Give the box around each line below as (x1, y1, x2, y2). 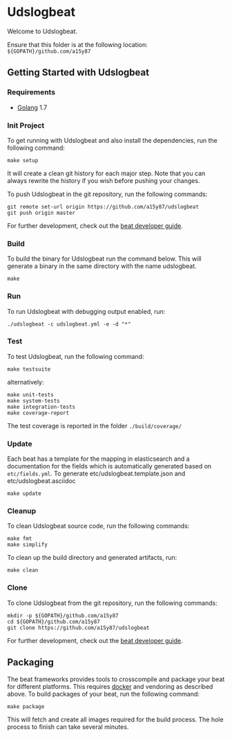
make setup (7, 157, 39, 164)
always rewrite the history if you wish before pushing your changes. (7, 176, 200, 184)
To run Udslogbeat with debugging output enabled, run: (7, 307, 166, 315)
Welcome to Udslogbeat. (7, 27, 78, 35)
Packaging (7, 656, 54, 669)
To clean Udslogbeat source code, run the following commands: (7, 522, 190, 530)
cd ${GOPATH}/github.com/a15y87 (7, 618, 100, 625)
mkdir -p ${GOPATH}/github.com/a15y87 (7, 612, 119, 619)
